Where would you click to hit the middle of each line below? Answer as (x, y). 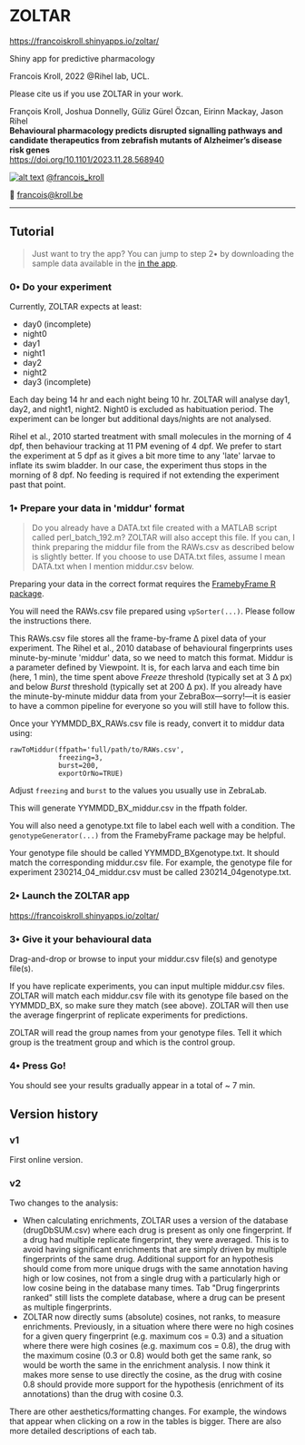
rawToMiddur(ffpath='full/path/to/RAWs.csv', (97, 750)
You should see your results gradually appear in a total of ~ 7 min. (133, 1086)
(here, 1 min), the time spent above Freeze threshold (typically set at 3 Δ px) (151, 677)
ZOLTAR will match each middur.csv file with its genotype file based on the (149, 996)
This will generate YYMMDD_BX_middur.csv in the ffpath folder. (128, 808)
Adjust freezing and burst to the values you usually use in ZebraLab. (138, 791)
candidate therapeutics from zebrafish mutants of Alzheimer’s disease (146, 140)
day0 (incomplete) (57, 324)
